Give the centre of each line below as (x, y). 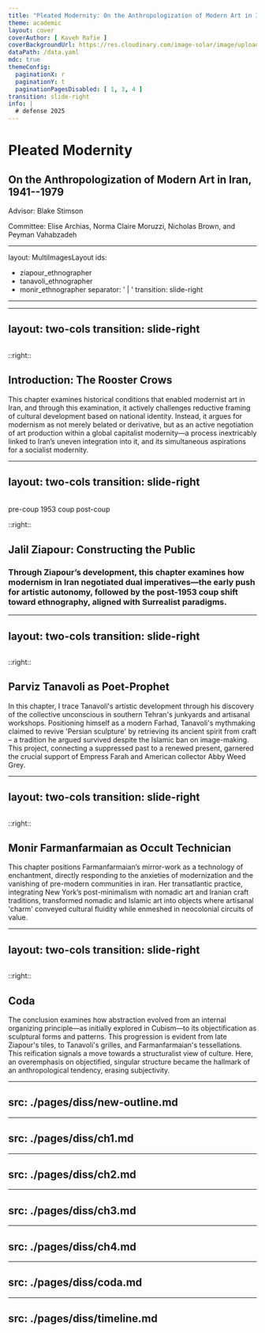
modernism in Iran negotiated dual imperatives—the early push (132, 582)
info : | (21, 104)
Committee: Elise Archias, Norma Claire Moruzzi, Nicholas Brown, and (121, 226)
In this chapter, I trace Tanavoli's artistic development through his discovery (131, 706)
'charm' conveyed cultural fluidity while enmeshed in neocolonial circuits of (131, 909)
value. (18, 917)
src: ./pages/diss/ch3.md (72, 1211)
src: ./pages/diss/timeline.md (83, 1319)
